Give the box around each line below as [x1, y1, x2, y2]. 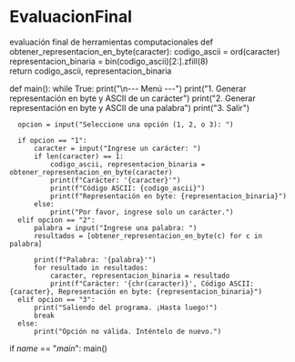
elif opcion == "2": [17, 216, 96, 225]
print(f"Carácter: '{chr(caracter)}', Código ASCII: [49, 279, 255, 288]
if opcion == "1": [17, 136, 88, 145]
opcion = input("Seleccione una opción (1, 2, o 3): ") [17, 120, 234, 129]
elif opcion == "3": [17, 295, 96, 304]
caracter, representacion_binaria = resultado [49, 271, 230, 280]
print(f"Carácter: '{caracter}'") [49, 176, 181, 185]
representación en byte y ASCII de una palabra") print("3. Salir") [9, 102, 250, 113]
